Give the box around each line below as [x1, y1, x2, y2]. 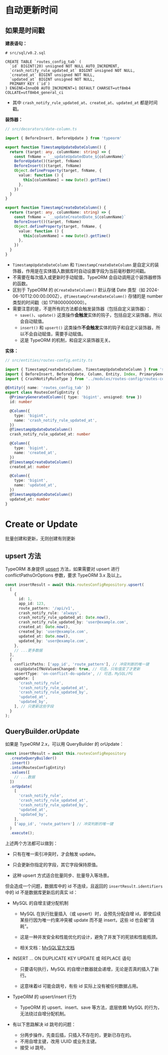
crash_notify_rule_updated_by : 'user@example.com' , [18, 620, 128, 625]
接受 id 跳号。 [19, 1044, 48, 1051]
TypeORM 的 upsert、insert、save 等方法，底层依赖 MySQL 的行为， [19, 1004, 162, 1011]
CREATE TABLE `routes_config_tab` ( [5, 59, 81, 64]
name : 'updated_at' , [14, 483, 57, 488]
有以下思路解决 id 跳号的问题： [12, 1021, 76, 1027]
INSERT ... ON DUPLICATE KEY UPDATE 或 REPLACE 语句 [12, 955, 131, 961]
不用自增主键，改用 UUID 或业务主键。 [19, 1038, 99, 1044]
